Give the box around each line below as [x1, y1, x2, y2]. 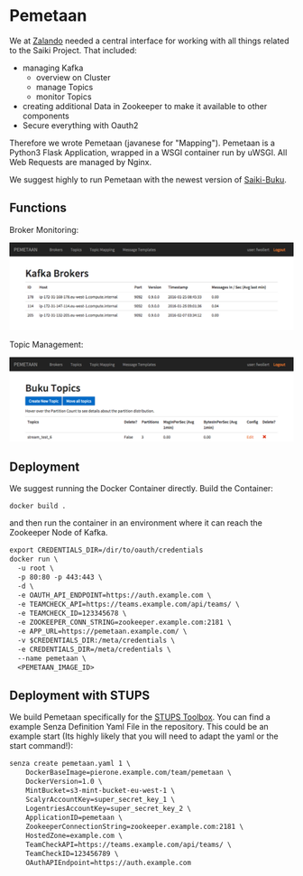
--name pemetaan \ [17, 654, 87, 664]
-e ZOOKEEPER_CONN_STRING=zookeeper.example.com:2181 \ [17, 618, 232, 628]
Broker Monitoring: [9, 224, 79, 235]
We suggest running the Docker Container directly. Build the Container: [9, 483, 273, 494]
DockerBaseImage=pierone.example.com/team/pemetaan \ [25, 769, 232, 778]
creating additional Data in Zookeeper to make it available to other [22, 100, 268, 111]
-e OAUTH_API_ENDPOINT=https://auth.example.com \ [17, 591, 212, 601]
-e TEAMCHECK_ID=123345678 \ [17, 609, 127, 619]
